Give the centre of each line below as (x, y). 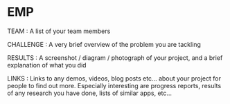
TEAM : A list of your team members (59, 31)
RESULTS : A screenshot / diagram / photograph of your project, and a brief (115, 58)
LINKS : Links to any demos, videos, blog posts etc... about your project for (114, 78)
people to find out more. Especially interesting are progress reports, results (114, 85)
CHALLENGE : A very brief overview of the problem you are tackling (104, 44)
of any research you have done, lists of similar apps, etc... (89, 93)
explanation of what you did (47, 65)
